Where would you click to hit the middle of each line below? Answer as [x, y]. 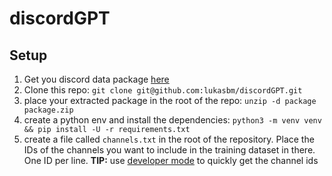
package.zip [48, 110]
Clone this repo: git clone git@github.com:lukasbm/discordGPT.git [163, 90]
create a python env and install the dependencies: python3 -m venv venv [172, 120]
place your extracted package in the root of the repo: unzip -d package [170, 100]
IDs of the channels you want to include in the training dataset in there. [169, 150]
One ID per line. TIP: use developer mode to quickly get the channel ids [171, 160]
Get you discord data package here [96, 79]
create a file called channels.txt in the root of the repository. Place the [169, 139]
